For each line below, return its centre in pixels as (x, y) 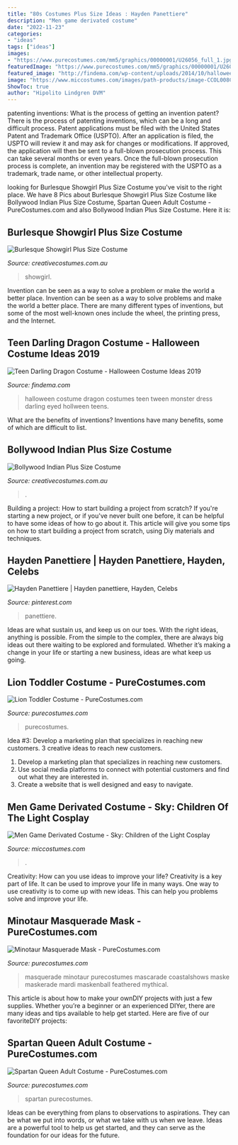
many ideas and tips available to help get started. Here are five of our (108, 1013)
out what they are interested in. (63, 777)
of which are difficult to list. (47, 427)
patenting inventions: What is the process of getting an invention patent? (113, 114)
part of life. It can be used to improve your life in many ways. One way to (113, 884)
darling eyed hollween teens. (67, 406)
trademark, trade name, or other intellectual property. (85, 174)
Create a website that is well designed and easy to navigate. (105, 785)
